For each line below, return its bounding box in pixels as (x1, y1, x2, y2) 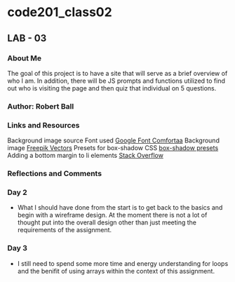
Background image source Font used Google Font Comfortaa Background (7, 136, 220, 145)
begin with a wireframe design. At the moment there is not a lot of (17, 211, 208, 220)
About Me (7, 53, 42, 63)
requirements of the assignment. (17, 226, 112, 234)
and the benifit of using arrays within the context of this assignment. (17, 267, 215, 275)
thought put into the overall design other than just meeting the (17, 218, 197, 227)
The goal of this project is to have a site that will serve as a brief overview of (7, 69, 228, 77)
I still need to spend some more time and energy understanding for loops (17, 259, 229, 267)
